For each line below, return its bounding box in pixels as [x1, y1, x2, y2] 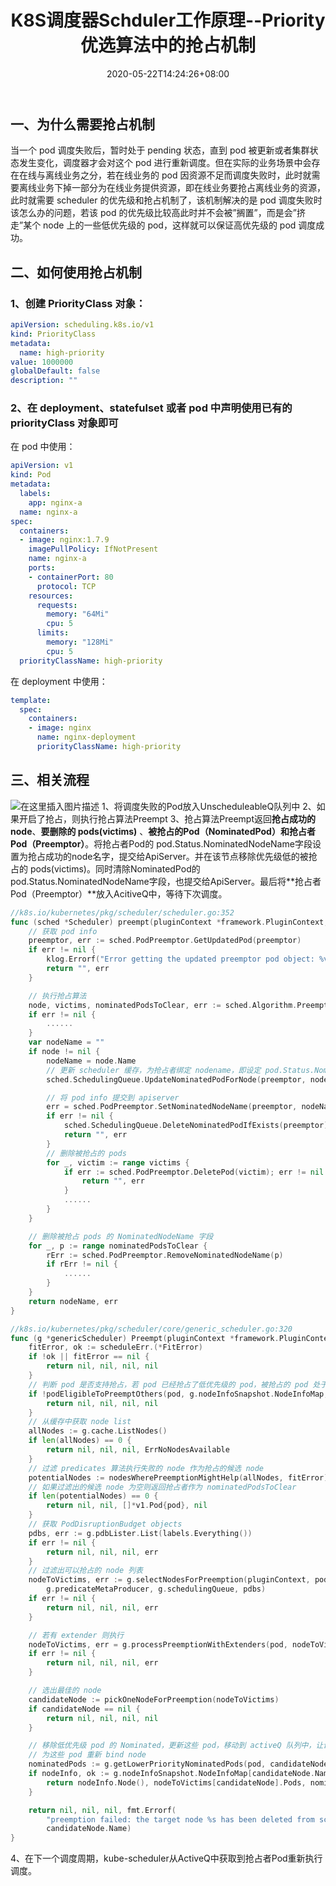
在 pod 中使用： [10, 441, 76, 453]
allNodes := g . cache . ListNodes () [28, 1426, 168, 1436]
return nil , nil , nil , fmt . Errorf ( [28, 1805, 177, 1815]
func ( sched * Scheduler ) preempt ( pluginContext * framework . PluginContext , [10, 917, 329, 927]
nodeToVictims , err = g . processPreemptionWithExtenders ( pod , [28, 1639, 288, 1650]
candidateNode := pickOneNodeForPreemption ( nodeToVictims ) [28, 1694, 280, 1705]
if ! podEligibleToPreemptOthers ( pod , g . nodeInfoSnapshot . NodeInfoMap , [28, 1389, 329, 1399]
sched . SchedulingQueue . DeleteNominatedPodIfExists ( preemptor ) [63, 1121, 329, 1131]
